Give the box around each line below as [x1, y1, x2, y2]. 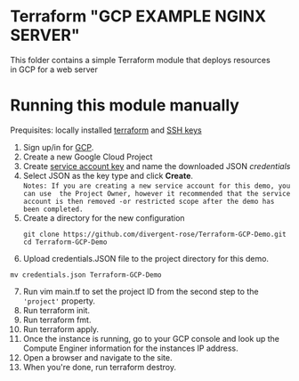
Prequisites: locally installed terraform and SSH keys [10, 125, 203, 135]
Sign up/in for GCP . [22, 142, 94, 152]
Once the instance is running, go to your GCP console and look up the [22, 333, 279, 344]
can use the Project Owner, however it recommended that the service [22, 189, 291, 198]
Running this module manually [10, 95, 239, 116]
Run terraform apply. [22, 323, 100, 335]
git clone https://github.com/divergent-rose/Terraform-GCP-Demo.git [22, 230, 287, 239]
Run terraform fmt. [22, 314, 92, 325]
